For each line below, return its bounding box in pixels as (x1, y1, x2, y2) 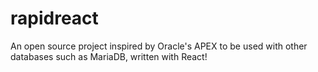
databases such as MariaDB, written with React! (10, 50, 208, 62)
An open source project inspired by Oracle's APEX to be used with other (10, 40, 308, 52)
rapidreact (10, 7, 99, 30)
